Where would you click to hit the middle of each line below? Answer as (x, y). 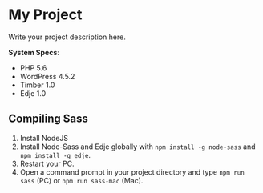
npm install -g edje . (55, 155)
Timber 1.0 (37, 85)
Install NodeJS (44, 138)
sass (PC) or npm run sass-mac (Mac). (81, 180)
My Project (45, 15)
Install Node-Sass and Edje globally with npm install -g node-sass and (138, 147)
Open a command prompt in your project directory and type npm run (132, 172)
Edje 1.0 (33, 93)
